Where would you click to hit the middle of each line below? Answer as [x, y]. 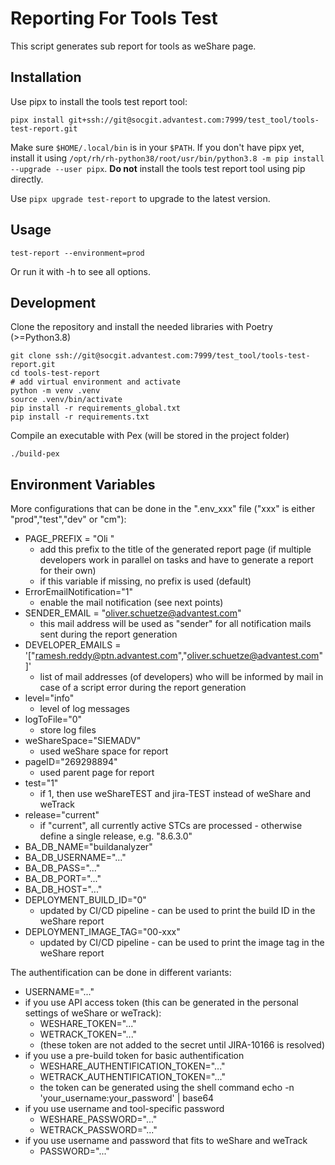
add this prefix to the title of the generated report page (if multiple [175, 549]
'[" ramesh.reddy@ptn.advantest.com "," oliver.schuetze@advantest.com [172, 656]
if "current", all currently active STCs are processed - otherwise [171, 826]
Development [53, 302]
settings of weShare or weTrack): [93, 1013]
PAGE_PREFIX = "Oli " [69, 539]
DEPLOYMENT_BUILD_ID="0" [85, 900]
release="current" [62, 815]
